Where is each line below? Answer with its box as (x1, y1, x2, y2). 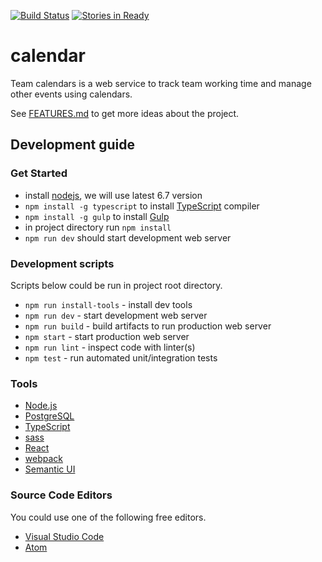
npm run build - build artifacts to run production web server (24, 320, 272, 332)
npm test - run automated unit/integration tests (24, 351, 218, 364)
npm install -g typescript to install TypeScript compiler (24, 200, 260, 212)
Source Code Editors (10, 488, 113, 502)
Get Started (10, 166, 68, 180)
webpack (24, 453, 63, 465)
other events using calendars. (10, 88, 133, 100)
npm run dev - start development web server (24, 309, 208, 321)
